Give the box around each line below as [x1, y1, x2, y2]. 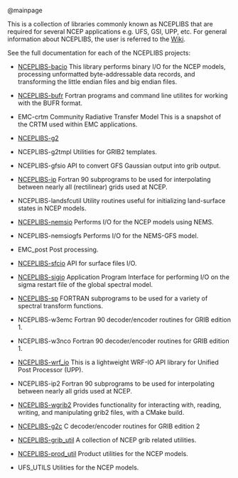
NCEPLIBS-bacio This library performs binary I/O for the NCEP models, [17, 63, 226, 70]
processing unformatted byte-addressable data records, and [17, 70, 195, 78]
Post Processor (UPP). [17, 366, 84, 374]
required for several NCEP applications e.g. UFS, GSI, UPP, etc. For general [7, 28, 227, 36]
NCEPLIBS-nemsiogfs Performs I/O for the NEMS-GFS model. [17, 232, 199, 240]
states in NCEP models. [17, 204, 87, 212]
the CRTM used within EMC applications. [17, 120, 138, 129]
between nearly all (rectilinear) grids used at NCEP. [17, 183, 168, 191]
